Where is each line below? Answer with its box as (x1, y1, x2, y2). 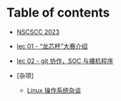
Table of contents (6, 5, 111, 21)
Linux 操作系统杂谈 (26, 86, 81, 94)
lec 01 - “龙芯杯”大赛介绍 (16, 42, 88, 50)
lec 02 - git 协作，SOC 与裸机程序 (16, 57, 114, 65)
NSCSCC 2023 (16, 28, 60, 36)
